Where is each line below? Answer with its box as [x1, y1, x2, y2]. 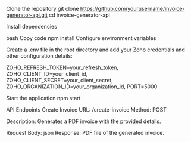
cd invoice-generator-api [48, 11, 110, 18]
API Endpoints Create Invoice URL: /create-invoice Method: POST [6, 106, 167, 113]
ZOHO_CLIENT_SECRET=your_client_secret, [6, 77, 113, 84]
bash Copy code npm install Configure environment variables [6, 35, 156, 41]
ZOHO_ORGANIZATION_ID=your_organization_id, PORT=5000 [6, 83, 158, 90]
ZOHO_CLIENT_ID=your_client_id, [6, 70, 88, 77]
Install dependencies [6, 23, 58, 30]
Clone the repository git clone [6, 5, 79, 12]
